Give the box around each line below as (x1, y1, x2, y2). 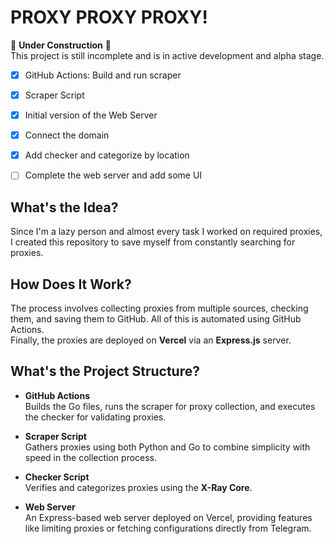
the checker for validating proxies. (24, 411, 167, 423)
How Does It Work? (10, 276, 132, 293)
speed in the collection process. (24, 451, 158, 463)
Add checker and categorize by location (24, 149, 190, 161)
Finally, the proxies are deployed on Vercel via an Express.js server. (10, 334, 292, 346)
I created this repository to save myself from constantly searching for (10, 236, 296, 248)
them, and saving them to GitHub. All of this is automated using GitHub (10, 312, 302, 325)
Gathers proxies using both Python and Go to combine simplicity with (24, 441, 311, 453)
